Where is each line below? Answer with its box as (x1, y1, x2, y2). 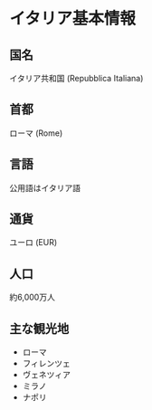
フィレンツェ (22, 358, 71, 369)
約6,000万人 (9, 291, 56, 303)
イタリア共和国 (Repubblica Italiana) (9, 73, 144, 83)
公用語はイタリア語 (9, 182, 81, 193)
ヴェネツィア (22, 369, 71, 380)
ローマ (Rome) (9, 128, 63, 138)
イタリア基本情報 (9, 8, 136, 29)
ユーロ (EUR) (9, 237, 57, 248)
